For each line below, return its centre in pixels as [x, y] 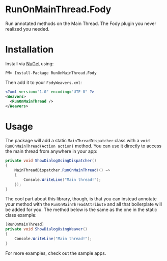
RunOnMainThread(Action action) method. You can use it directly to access [83, 146]
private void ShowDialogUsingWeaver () [46, 229]
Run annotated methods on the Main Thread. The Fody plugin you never [81, 23]
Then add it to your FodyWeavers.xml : [44, 82]
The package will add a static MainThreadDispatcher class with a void [78, 141]
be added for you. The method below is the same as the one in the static [81, 210]
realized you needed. [27, 29]
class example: [21, 215]
